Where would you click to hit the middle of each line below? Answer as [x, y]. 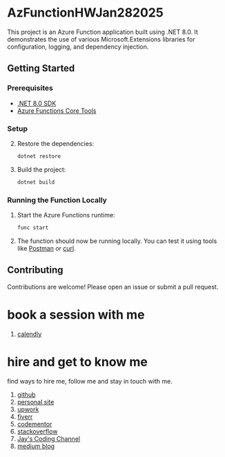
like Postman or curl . [46, 248]
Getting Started [41, 68]
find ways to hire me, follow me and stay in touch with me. [90, 381]
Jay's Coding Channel [49, 438]
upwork [28, 409]
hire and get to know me [78, 362]
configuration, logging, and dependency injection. [78, 46]
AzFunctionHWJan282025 [85, 13]
